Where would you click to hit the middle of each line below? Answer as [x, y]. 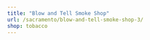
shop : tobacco [28, 26]
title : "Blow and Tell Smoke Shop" [58, 13]
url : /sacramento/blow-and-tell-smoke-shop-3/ [75, 20]
